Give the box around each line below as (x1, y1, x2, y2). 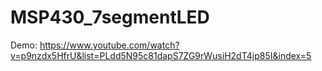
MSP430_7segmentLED (10, 6, 210, 29)
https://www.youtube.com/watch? (39, 39, 180, 51)
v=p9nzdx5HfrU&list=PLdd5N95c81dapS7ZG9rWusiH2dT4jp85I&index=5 (10, 49, 312, 61)
